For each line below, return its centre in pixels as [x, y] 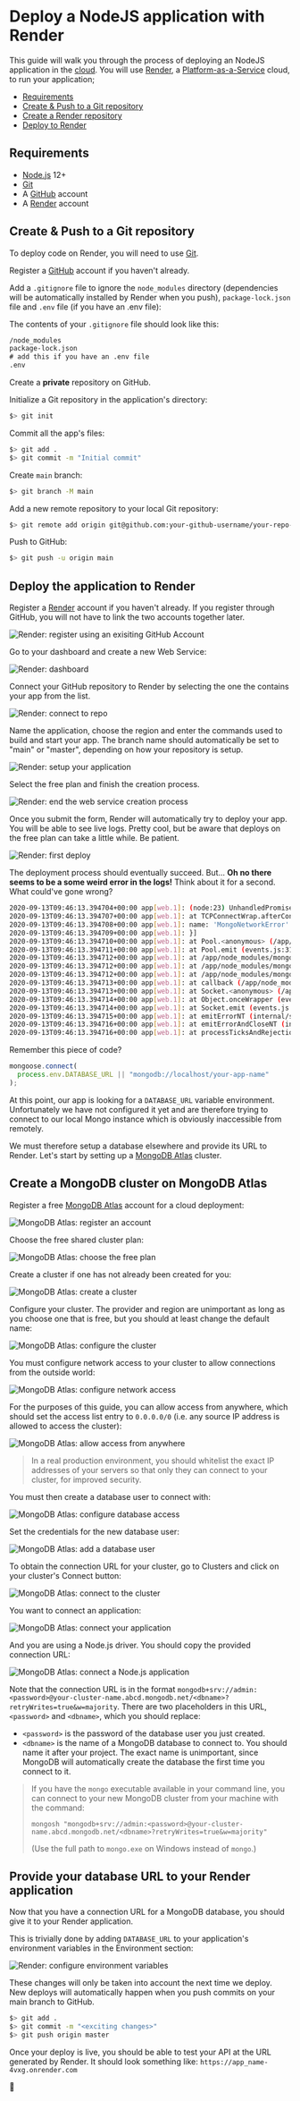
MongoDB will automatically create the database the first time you [143, 1762]
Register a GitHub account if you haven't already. [100, 270]
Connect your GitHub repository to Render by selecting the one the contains [149, 687]
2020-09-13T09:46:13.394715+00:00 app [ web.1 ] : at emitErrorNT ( [131, 1016]
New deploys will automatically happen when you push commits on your [142, 1993]
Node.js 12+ [44, 174]
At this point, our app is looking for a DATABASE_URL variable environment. [142, 1100]
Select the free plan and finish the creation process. [104, 784]
